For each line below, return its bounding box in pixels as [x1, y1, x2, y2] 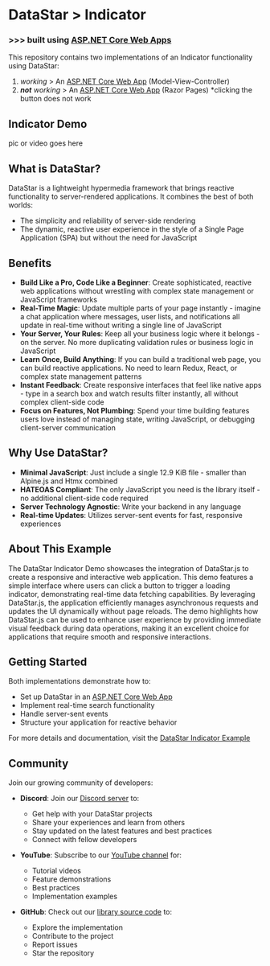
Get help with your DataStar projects [31, 809, 153, 819]
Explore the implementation [31, 923, 123, 932]
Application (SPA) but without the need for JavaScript [19, 233, 198, 243]
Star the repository [31, 948, 95, 958]
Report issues [31, 939, 78, 950]
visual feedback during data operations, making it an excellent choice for [8, 623, 250, 633]
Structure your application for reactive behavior [19, 717, 178, 727]
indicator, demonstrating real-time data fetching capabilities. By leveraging [8, 589, 256, 598]
